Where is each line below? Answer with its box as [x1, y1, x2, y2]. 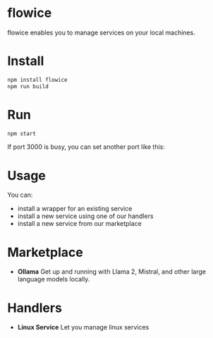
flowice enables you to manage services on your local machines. [7, 28, 195, 37]
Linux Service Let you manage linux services [17, 323, 150, 332]
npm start [7, 130, 37, 137]
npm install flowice [7, 76, 68, 83]
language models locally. [17, 275, 90, 284]
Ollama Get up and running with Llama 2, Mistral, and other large [17, 267, 207, 276]
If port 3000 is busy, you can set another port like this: [7, 143, 166, 151]
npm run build [7, 83, 49, 90]
